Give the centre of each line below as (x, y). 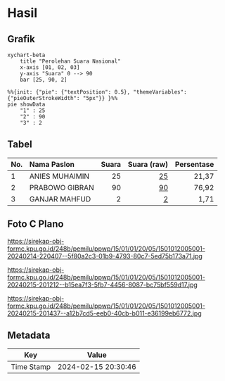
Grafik (21, 39)
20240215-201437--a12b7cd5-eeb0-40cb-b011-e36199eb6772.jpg (104, 313)
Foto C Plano (36, 224)
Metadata (29, 336)
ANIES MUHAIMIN (59, 176)
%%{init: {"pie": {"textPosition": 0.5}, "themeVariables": (97, 92)
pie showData (26, 104)
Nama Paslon (52, 164)
